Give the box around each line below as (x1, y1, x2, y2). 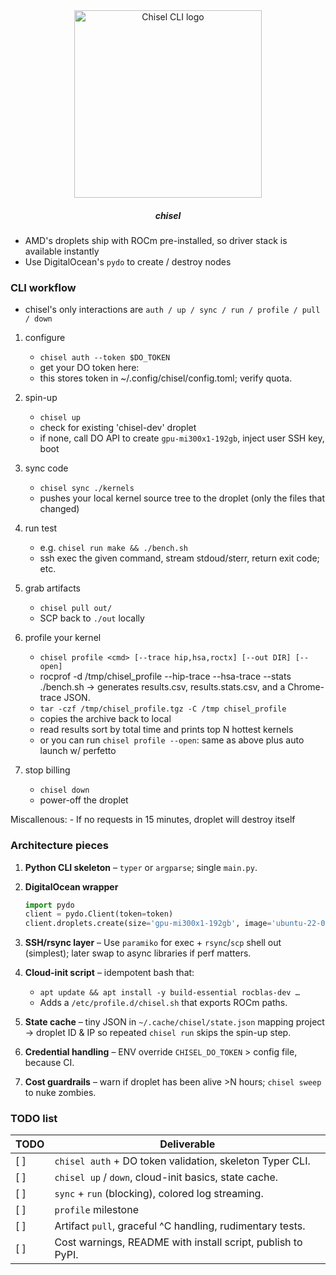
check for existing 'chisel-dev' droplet (39, 422, 197, 434)
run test (24, 522, 58, 534)
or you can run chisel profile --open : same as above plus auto (39, 734, 305, 746)
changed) (39, 503, 80, 515)
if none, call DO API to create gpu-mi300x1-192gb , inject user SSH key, (39, 432, 325, 444)
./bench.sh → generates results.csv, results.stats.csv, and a (39, 681, 286, 693)
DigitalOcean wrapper (24, 880, 119, 893)
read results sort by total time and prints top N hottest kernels (39, 724, 294, 736)
